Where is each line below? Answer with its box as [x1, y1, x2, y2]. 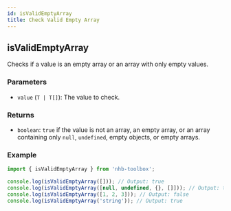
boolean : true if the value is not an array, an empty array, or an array [16, 125, 210, 134]
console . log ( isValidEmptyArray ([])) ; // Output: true [7, 178, 165, 186]
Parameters [7, 77, 47, 87]
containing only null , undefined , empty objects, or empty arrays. [16, 133, 201, 141]
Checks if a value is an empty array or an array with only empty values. [7, 60, 208, 69]
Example [7, 150, 37, 159]
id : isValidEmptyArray [7, 10, 72, 17]
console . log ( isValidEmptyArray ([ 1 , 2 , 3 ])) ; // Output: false [7, 190, 189, 198]
